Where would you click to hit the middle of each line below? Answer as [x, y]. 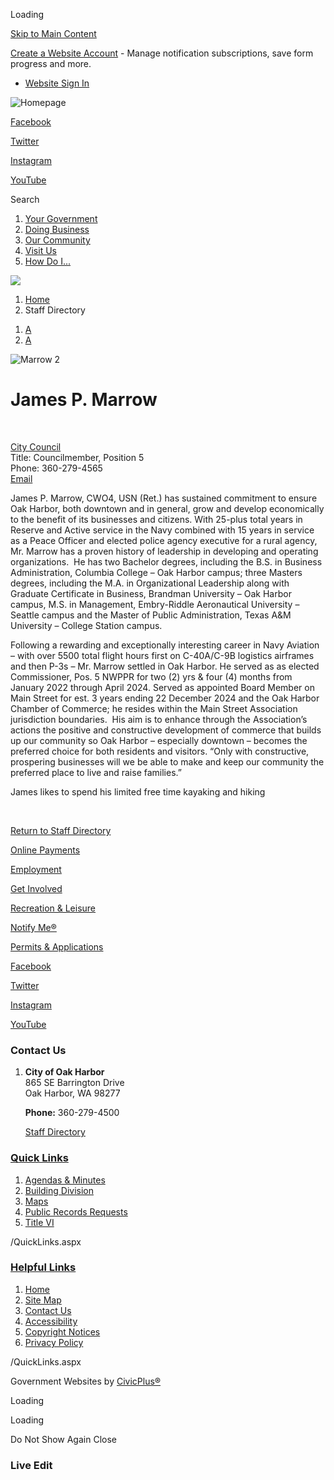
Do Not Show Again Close [63, 1439]
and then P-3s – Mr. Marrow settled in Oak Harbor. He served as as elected [165, 666]
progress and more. [51, 63]
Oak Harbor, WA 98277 [72, 1093]
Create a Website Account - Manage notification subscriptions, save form [162, 53]
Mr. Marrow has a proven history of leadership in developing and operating [164, 551]
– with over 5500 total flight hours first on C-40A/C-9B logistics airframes [162, 655]
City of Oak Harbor [64, 1072]
